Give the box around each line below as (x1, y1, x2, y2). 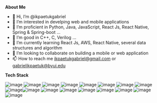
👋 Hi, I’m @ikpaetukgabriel (12, 14, 66, 19)
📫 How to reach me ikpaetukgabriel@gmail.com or (12, 56, 117, 61)
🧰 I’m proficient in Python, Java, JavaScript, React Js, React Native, (12, 24, 149, 30)
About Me (5, 4, 26, 10)
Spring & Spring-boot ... (12, 29, 61, 35)
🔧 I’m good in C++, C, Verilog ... (12, 34, 76, 40)
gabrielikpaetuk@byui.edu (12, 63, 65, 68)
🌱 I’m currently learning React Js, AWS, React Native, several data (12, 40, 146, 46)
